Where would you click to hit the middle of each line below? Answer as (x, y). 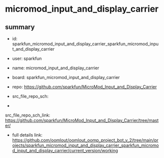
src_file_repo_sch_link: (28, 115)
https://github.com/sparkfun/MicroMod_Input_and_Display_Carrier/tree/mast (82, 120)
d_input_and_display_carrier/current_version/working (65, 150)
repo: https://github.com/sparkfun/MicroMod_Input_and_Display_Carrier (84, 87)
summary (20, 27)
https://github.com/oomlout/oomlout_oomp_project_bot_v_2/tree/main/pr (85, 140)
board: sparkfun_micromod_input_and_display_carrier (66, 77)
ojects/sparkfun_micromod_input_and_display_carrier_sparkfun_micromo (85, 145)
